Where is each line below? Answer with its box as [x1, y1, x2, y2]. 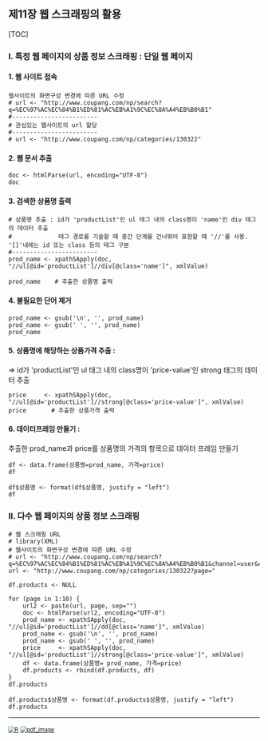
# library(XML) [8, 538, 59, 546]
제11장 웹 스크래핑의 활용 [8, 7, 122, 22]
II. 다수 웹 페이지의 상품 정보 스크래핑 [8, 510, 140, 521]
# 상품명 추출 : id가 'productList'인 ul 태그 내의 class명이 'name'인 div [8, 216, 242, 224]
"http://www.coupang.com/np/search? [40, 98, 162, 106]
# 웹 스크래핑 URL [8, 531, 61, 539]
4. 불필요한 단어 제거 [8, 295, 72, 305]
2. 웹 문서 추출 [8, 153, 53, 162]
